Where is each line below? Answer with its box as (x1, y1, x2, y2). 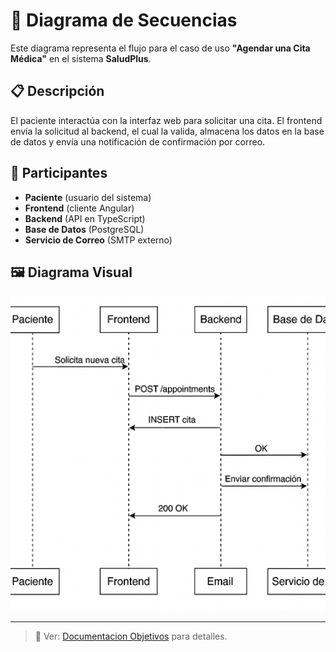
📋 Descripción (10, 83, 105, 100)
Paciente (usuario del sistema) (24, 191, 152, 203)
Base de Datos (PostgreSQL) (24, 223, 145, 235)
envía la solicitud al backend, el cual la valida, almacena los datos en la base (10, 125, 325, 137)
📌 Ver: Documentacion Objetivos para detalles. (34, 630, 228, 643)
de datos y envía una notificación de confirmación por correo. (10, 135, 266, 148)
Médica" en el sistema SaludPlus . (10, 52, 152, 64)
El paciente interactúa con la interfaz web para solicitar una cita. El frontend (10, 114, 323, 126)
